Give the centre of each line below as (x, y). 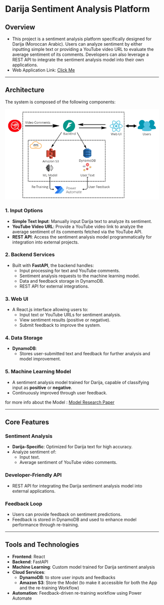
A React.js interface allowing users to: (50, 310)
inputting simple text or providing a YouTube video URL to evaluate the (83, 49)
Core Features (27, 422)
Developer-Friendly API (33, 475)
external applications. (34, 491)
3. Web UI (17, 299)
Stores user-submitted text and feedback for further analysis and (85, 354)
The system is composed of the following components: (60, 102)
